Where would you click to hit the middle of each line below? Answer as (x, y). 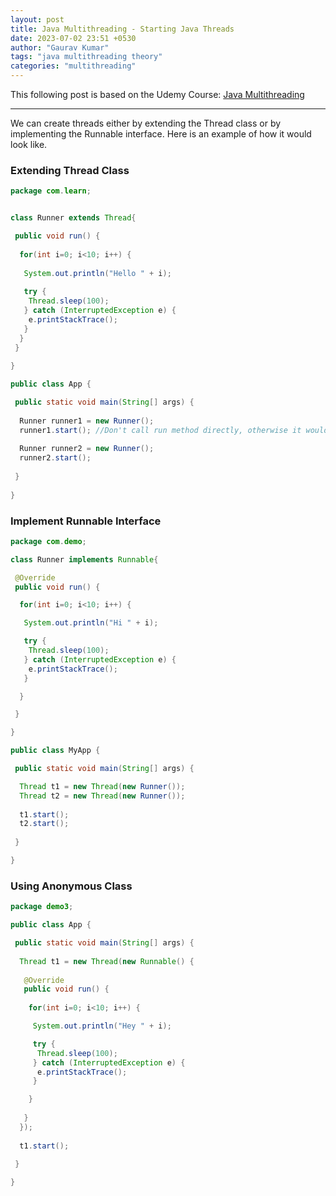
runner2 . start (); (55, 458)
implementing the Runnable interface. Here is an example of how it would (161, 134)
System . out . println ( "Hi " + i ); (91, 623)
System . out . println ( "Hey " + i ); (102, 1026)
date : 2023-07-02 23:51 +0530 (73, 38)
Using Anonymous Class (71, 886)
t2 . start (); (44, 824)
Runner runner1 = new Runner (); (87, 421)
